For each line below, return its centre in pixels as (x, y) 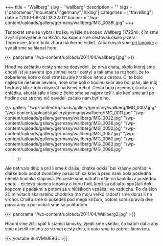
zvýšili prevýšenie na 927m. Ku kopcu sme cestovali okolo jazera (70, 37)
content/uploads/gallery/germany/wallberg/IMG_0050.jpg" (64, 128)
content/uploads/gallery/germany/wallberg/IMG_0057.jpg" (64, 134)
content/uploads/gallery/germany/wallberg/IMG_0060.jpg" (64, 139)
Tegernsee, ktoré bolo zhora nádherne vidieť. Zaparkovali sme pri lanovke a (81, 43)
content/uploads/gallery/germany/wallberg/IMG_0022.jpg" (64, 118)
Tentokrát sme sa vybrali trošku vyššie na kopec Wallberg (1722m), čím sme (82, 32)
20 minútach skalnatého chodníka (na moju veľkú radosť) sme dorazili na (79, 194)
